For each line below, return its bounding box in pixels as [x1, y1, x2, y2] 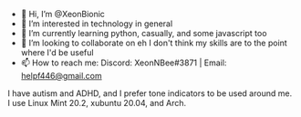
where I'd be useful [20, 47, 94, 58]
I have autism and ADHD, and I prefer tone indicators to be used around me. [7, 88, 293, 99]
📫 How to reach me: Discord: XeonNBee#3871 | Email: [20, 57, 227, 68]
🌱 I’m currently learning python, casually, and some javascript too [20, 28, 267, 38]
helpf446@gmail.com [20, 71, 102, 81]
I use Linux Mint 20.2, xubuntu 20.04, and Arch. [7, 98, 187, 108]
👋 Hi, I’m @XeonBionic [20, 9, 106, 19]
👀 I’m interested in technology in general [20, 18, 173, 29]
